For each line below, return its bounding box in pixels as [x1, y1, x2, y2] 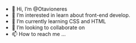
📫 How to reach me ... [11, 31, 66, 37]
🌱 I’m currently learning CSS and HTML [11, 18, 106, 24]
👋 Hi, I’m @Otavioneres [11, 6, 68, 12]
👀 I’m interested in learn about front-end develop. [11, 12, 130, 19]
